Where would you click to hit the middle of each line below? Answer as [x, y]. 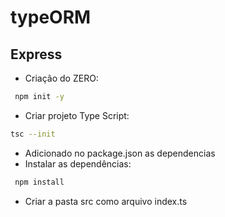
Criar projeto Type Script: [77, 115]
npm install [39, 182]
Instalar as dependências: [78, 163]
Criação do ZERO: [61, 78]
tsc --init [33, 134]
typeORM [51, 17]
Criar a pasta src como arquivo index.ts [106, 201]
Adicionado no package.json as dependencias [120, 153]
